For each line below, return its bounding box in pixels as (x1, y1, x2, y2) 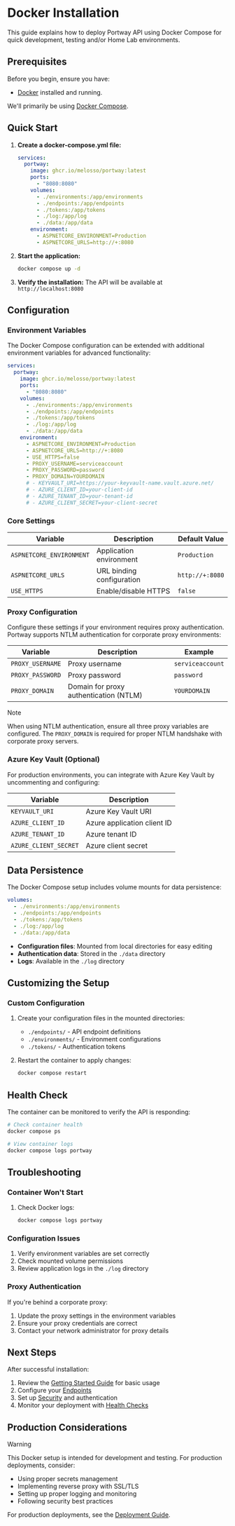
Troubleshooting (7, 1166, 82, 1178)
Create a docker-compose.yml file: (17, 140, 122, 149)
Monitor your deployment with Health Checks (17, 1401, 149, 1410)
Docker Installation (7, 5, 120, 21)
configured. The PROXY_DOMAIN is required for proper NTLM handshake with (7, 729, 222, 738)
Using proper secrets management (17, 1475, 118, 1483)
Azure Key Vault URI (85, 806, 152, 816)
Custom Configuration (7, 998, 85, 1008)
